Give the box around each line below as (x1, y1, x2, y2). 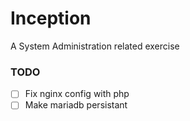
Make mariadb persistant (24, 99, 128, 111)
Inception (10, 7, 92, 30)
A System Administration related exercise (10, 40, 180, 52)
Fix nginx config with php (24, 88, 130, 100)
